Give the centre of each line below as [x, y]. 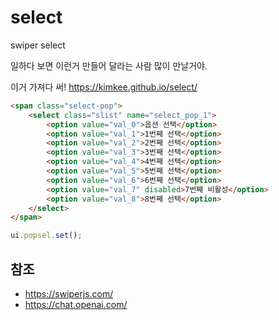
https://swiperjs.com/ [69, 294]
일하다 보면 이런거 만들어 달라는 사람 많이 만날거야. [109, 65]
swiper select [38, 45]
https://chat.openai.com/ [76, 304]
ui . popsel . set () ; [46, 236]
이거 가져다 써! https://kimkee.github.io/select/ [104, 87]
